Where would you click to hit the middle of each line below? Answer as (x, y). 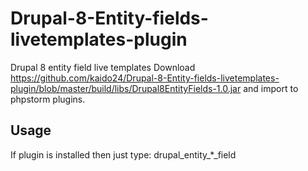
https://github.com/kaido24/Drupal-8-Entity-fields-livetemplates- (145, 78)
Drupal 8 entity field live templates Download (103, 67)
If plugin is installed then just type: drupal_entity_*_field (123, 154)
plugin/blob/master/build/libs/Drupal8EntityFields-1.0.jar (126, 88)
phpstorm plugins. (48, 99)
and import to (271, 88)
